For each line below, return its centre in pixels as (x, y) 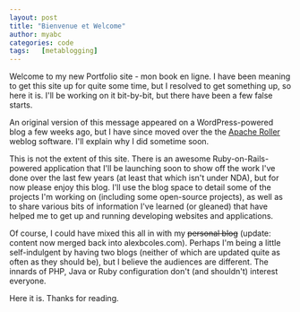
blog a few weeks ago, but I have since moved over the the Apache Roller (145, 132)
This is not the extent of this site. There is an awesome (110, 159)
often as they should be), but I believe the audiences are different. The (139, 262)
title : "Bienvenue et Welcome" (68, 26)
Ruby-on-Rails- (241, 159)
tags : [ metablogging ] (54, 51)
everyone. (28, 281)
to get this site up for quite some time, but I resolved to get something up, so (150, 86)
